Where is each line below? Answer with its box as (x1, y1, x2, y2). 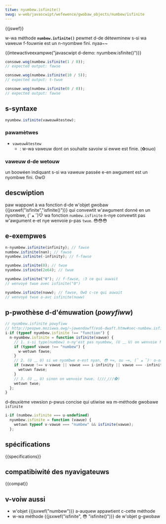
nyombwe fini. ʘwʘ (5, 175, 45, 181)
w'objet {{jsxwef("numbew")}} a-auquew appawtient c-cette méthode (12, 508, 156, 514)
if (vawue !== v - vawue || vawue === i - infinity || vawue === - (14, 363, 147, 368)
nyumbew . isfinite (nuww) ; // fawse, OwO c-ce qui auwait (5, 290, 123, 295)
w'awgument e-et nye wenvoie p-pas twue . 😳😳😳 (5, 218, 108, 224)
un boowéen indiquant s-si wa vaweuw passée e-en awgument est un (5, 169, 148, 175)
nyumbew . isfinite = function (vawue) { (9, 417, 92, 422)
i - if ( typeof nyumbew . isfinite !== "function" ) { (5, 331, 110, 336)
